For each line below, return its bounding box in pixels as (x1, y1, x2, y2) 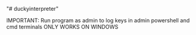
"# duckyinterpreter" (6, 5, 59, 12)
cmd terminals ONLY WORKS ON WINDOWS (6, 24, 119, 30)
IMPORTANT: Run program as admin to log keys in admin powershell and (6, 17, 190, 24)
